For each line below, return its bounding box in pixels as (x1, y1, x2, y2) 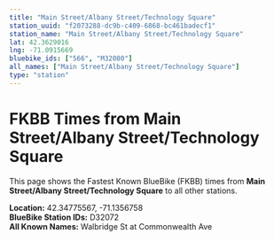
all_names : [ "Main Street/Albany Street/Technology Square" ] (9, 63, 240, 72)
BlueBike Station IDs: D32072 (9, 212, 120, 222)
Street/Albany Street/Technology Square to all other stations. (9, 185, 238, 196)
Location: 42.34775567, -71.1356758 (9, 202, 144, 213)
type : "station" (9, 71, 69, 80)
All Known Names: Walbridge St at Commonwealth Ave (9, 221, 213, 231)
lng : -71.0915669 (9, 46, 74, 55)
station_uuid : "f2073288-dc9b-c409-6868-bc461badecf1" (9, 21, 216, 30)
